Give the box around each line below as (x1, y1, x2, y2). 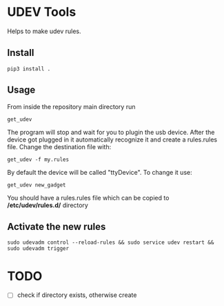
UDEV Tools (7, 4, 77, 20)
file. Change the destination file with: (7, 142, 112, 151)
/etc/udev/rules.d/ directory (7, 201, 88, 209)
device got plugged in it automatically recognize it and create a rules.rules (7, 135, 218, 144)
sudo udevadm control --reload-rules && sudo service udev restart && (7, 239, 214, 246)
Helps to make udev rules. (7, 27, 81, 35)
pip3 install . (7, 65, 51, 73)
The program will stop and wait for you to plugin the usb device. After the (7, 128, 215, 136)
